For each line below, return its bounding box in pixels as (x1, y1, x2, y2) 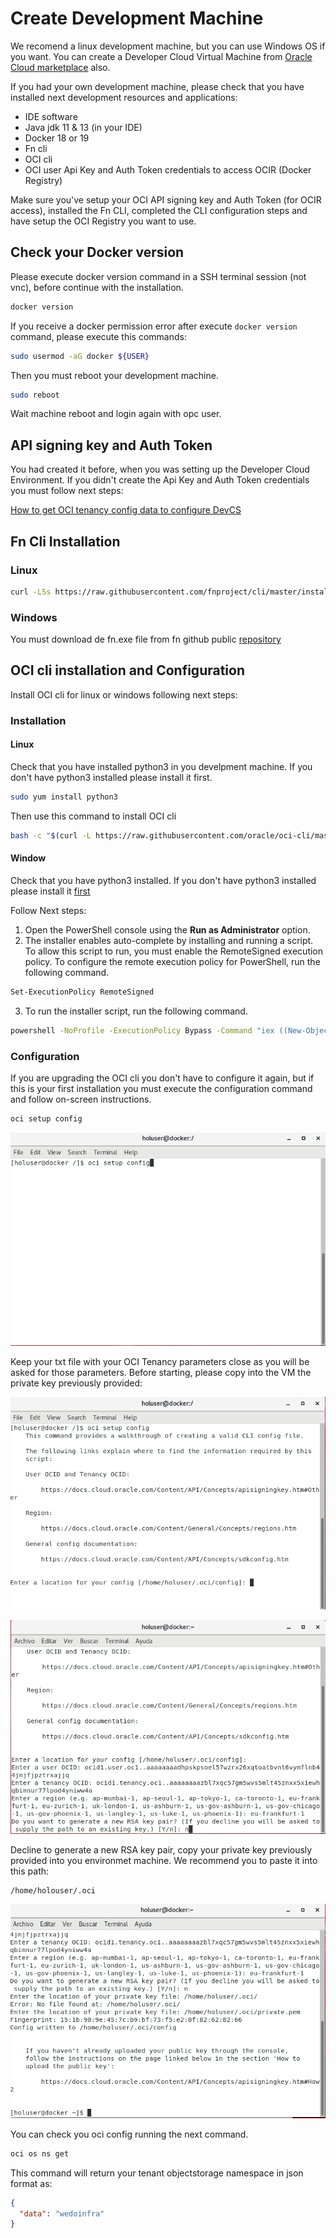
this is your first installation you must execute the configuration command (10, 1082, 313, 1094)
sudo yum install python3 (10, 792, 118, 802)
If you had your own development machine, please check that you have (10, 80, 305, 92)
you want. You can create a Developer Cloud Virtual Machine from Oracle (10, 50, 313, 62)
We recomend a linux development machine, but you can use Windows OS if (10, 40, 326, 52)
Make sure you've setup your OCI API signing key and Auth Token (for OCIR (10, 193, 322, 206)
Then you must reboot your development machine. (10, 369, 219, 381)
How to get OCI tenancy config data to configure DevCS (10, 504, 242, 516)
